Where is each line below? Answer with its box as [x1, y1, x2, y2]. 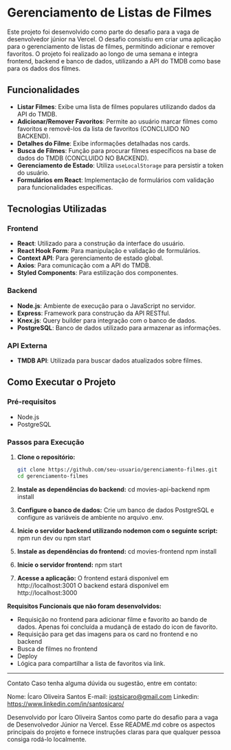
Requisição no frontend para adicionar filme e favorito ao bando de [16, 615, 208, 623]
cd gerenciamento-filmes [16, 472, 89, 480]
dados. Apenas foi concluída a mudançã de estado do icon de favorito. [16, 622, 218, 631]
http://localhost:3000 [16, 588, 78, 597]
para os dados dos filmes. [7, 64, 81, 72]
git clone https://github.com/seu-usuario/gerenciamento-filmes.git [16, 467, 218, 474]
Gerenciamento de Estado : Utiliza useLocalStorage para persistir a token [16, 161, 223, 170]
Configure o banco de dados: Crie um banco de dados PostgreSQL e [16, 505, 214, 514]
